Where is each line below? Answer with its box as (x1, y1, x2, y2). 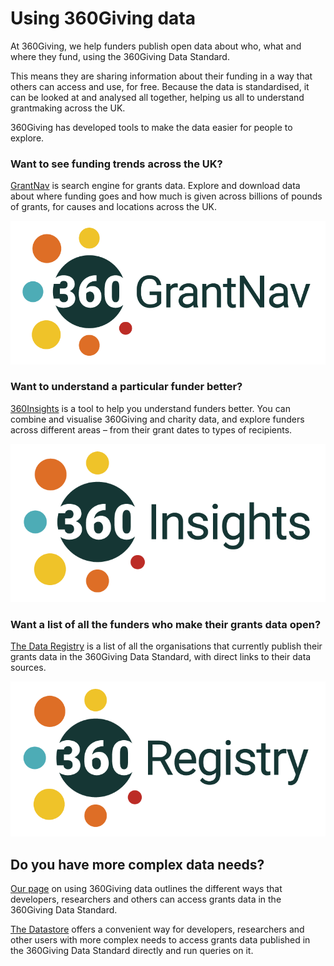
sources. (10, 662, 47, 674)
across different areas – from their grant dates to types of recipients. (10, 423, 293, 436)
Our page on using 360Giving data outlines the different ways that (10, 882, 283, 894)
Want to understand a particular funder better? (10, 380, 243, 394)
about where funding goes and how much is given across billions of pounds (10, 190, 323, 202)
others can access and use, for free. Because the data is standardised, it (10, 80, 310, 92)
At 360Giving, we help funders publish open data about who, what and (10, 40, 302, 52)
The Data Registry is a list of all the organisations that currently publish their (10, 640, 323, 652)
